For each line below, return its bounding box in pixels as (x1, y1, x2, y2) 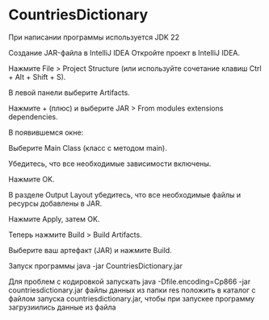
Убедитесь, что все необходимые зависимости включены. (8, 159, 212, 168)
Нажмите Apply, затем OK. (8, 214, 100, 223)
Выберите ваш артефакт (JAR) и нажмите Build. (8, 245, 172, 255)
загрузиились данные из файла (8, 302, 116, 312)
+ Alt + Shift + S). (8, 72, 66, 81)
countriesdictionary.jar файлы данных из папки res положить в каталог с (8, 285, 256, 295)
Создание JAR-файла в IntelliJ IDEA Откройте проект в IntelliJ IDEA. (8, 48, 241, 57)
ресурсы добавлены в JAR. (8, 198, 103, 208)
